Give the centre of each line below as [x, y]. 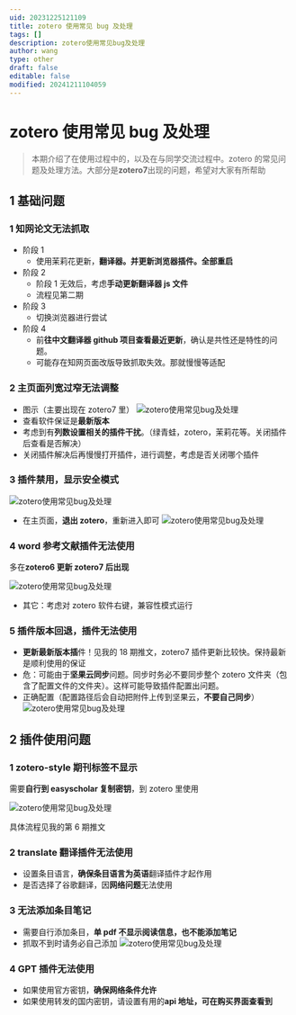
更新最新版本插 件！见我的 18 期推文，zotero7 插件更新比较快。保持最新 [154, 652]
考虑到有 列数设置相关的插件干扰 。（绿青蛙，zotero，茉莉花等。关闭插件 [154, 432]
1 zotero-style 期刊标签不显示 [73, 768]
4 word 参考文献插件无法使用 [72, 545]
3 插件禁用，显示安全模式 [64, 480]
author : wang [34, 51]
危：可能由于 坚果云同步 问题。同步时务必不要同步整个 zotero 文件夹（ [151, 675]
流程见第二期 [59, 295]
